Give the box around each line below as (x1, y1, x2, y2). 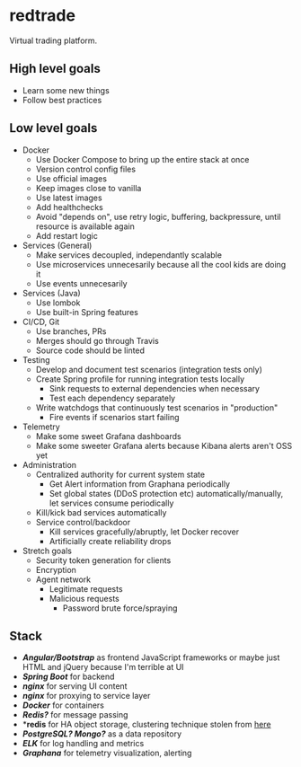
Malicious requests (49, 593, 120, 604)
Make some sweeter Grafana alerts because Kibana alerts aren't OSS (35, 440, 293, 451)
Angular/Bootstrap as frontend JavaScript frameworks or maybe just (22, 652, 280, 663)
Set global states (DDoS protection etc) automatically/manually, (49, 488, 284, 498)
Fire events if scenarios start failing (49, 411, 180, 422)
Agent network (35, 574, 92, 585)
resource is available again (35, 221, 135, 232)
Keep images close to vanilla (35, 182, 142, 193)
